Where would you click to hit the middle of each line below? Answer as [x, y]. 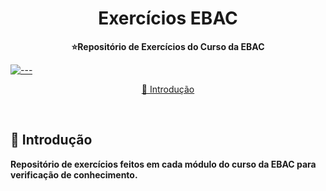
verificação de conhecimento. [74, 174]
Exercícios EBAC [168, 18]
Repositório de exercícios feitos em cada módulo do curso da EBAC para [163, 164]
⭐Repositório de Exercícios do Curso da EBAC [168, 46]
